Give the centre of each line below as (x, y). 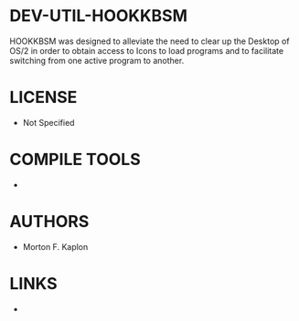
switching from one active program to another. (97, 60)
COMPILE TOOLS (75, 160)
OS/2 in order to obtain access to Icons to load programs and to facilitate (147, 50)
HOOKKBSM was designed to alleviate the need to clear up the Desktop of (149, 41)
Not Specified (48, 122)
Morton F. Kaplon (55, 246)
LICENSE (43, 98)
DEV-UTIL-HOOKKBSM (99, 16)
